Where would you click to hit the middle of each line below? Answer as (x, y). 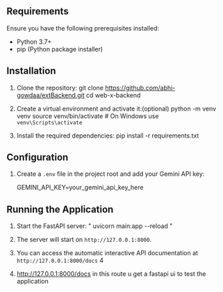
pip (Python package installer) (60, 49)
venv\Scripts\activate (49, 122)
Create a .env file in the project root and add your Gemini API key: (110, 174)
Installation (31, 71)
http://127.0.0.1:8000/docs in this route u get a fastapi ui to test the (111, 274)
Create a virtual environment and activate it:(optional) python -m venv (116, 108)
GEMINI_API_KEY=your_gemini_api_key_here (80, 188)
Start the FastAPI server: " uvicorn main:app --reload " (94, 226)
